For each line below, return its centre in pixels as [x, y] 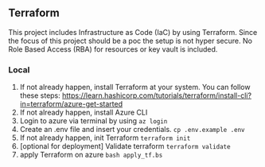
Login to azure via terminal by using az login [94, 121]
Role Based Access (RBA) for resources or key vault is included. [113, 49]
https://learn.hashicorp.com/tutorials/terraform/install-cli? [157, 95]
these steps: [40, 95]
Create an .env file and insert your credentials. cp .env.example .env [132, 130]
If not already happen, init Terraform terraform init [105, 138]
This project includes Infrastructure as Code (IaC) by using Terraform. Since [133, 32]
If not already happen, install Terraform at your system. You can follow [135, 87]
